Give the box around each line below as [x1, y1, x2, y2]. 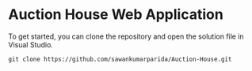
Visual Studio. [8, 39, 54, 49]
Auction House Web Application [8, 6, 223, 24]
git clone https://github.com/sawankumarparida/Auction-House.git [8, 55, 232, 63]
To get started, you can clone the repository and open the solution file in [8, 32, 244, 41]
